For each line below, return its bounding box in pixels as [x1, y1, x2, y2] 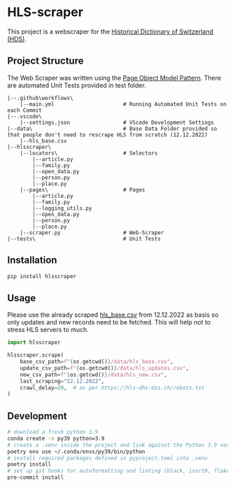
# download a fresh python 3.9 [7, 429, 99, 436]
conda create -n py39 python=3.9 [7, 435, 105, 442]
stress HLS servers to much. [7, 326, 90, 334]
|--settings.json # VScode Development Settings [20, 119, 215, 126]
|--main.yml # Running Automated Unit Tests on [20, 101, 227, 108]
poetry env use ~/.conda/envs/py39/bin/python [7, 448, 145, 455]
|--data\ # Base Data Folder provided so [7, 125, 218, 132]
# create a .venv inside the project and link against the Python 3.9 [7, 441, 218, 448]
